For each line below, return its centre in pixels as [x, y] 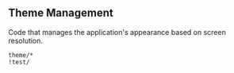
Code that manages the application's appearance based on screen [117, 32]
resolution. [26, 40]
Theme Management [61, 13]
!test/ [19, 62]
